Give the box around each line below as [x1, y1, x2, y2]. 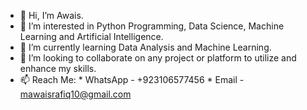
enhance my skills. [19, 63, 97, 74]
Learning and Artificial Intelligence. [19, 31, 164, 42]
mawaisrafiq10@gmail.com [19, 88, 132, 100]
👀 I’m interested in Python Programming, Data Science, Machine [19, 20, 285, 32]
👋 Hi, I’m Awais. [19, 10, 84, 21]
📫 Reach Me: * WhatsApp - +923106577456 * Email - [19, 74, 245, 85]
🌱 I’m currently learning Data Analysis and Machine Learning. [19, 41, 272, 53]
